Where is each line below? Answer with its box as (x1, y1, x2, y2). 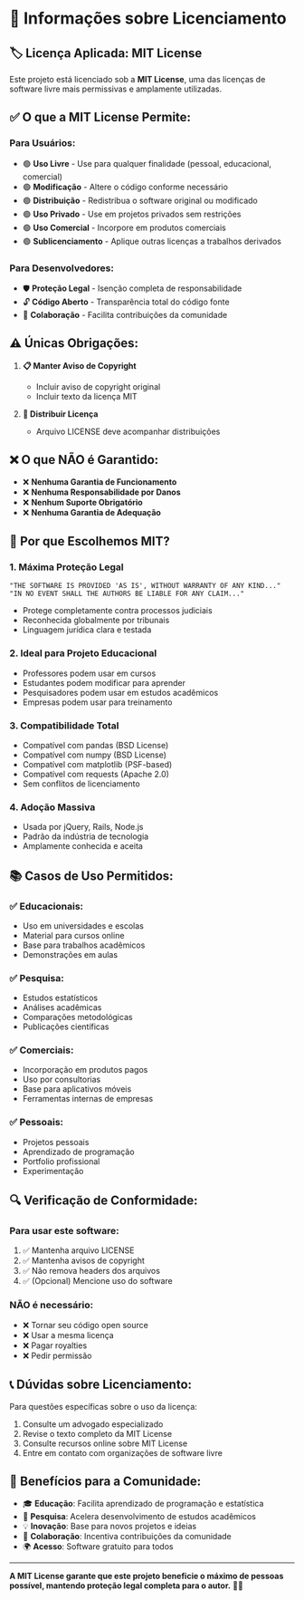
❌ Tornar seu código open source (22, 1319, 149, 1330)
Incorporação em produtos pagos (22, 1065, 148, 1075)
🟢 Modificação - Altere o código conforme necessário (22, 181, 229, 192)
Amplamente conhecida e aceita (22, 841, 143, 852)
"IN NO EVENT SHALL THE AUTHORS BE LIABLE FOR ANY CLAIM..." (9, 589, 245, 599)
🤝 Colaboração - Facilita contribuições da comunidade (22, 309, 228, 320)
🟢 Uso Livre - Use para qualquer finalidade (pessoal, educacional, (22, 158, 272, 169)
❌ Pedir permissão (22, 1350, 92, 1361)
